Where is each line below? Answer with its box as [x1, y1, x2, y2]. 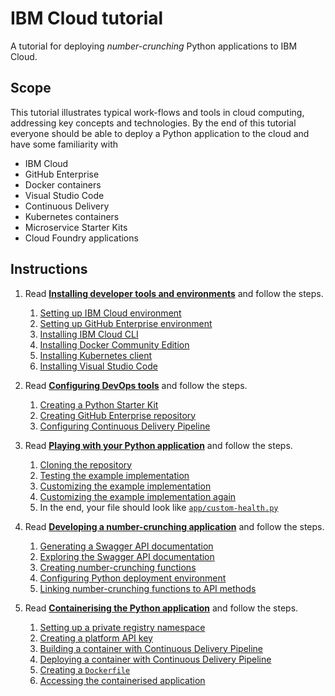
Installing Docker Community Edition [39, 338, 190, 351]
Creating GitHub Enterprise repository [39, 409, 197, 421]
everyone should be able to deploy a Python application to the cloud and [10, 127, 310, 139]
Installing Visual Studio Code [39, 360, 158, 372]
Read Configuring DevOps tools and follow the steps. [24, 379, 248, 391]
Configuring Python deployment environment [39, 572, 227, 584]
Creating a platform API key [39, 632, 153, 644]
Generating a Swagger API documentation [39, 540, 214, 552]
